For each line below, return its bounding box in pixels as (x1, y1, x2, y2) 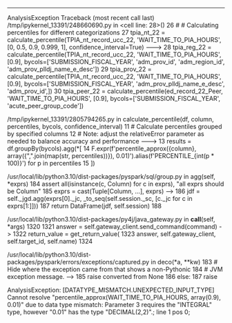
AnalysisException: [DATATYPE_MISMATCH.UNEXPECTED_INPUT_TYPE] (7, 286, 215, 294)
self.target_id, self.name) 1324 (7, 237, 93, 245)
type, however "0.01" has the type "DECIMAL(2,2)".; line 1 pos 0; (7, 308, 191, 316)
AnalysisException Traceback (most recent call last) (7, 14, 155, 21)
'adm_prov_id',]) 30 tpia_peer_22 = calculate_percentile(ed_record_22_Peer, (7, 87, 223, 95)
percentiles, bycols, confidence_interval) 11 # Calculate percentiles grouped (7, 122, 222, 130)
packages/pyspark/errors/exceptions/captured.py (7, 258, 150, 266)
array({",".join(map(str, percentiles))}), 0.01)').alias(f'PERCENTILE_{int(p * (7, 152, 215, 159)
